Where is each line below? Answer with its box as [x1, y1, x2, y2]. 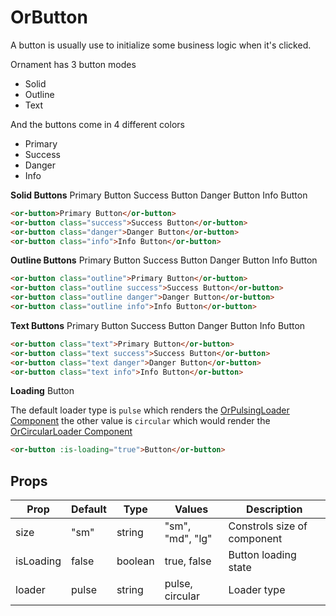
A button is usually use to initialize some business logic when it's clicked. [10, 39, 312, 51]
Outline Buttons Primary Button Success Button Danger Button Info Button [10, 254, 318, 266]
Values [174, 502, 209, 516]
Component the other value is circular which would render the [10, 415, 271, 427]
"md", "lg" [164, 532, 213, 546]
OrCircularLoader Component [10, 426, 133, 438]
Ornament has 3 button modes [10, 58, 137, 70]
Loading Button [10, 385, 75, 397]
